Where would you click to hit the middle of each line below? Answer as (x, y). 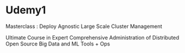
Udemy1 (26, 10)
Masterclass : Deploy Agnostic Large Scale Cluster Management (84, 26)
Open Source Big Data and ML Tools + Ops (58, 44)
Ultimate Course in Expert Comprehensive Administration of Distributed (92, 37)
